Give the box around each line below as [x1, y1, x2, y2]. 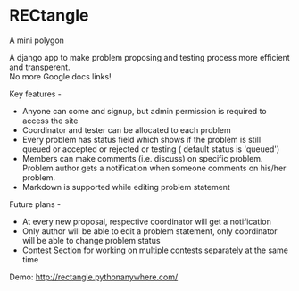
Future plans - [9, 198, 61, 210]
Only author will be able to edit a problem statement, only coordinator [21, 225, 278, 237]
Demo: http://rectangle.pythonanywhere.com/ [9, 271, 179, 282]
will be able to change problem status [21, 235, 161, 245]
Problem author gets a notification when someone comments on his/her [21, 162, 287, 173]
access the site [21, 115, 79, 126]
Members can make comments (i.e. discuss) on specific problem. [21, 153, 263, 163]
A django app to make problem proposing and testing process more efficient [9, 52, 290, 62]
